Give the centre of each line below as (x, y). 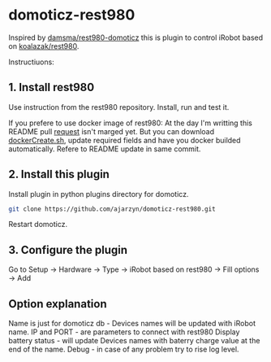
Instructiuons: (31, 62)
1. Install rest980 (52, 87)
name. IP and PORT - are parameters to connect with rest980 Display (124, 332)
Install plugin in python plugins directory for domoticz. (99, 194)
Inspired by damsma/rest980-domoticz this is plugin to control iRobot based (136, 37)
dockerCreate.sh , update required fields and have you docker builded (125, 140)
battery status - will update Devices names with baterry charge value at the (134, 341)
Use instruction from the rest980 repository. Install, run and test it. (119, 107)
